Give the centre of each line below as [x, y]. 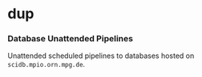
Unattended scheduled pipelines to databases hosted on [101, 56]
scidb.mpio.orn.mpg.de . [46, 64]
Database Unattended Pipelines [71, 39]
